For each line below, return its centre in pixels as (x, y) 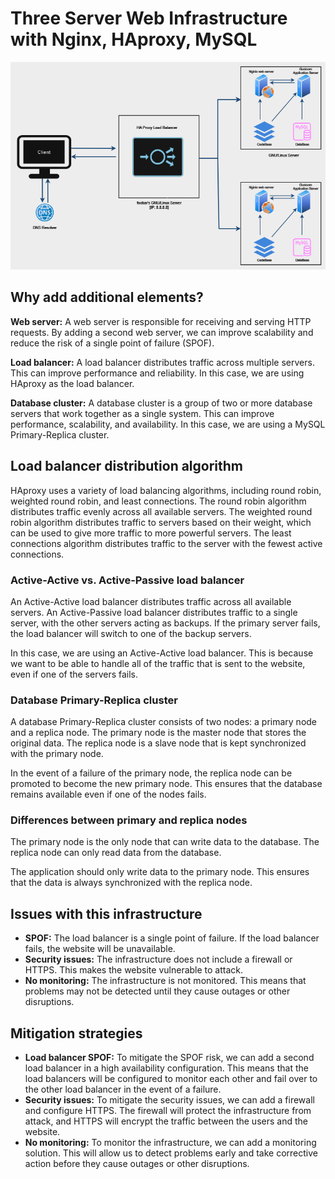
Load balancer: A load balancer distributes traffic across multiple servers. (162, 362)
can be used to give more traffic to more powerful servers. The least (151, 533)
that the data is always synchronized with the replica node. (131, 883)
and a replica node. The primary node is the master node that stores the (158, 733)
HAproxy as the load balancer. (72, 383)
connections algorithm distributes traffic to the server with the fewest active (166, 543)
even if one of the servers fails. (74, 674)
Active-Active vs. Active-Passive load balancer (127, 580)
